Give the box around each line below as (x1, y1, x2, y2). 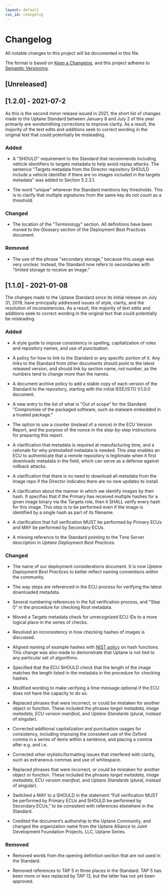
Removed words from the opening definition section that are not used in (12, 852, 161, 859)
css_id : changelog (5, 12, 43, 17)
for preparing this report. (12, 432, 63, 438)
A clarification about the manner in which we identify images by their (12, 488, 154, 494)
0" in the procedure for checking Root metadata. (12, 604, 112, 610)
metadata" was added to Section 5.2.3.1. (12, 177, 95, 183)
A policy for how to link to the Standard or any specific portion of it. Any (12, 355, 160, 361)
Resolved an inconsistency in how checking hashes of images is (12, 629, 145, 635)
